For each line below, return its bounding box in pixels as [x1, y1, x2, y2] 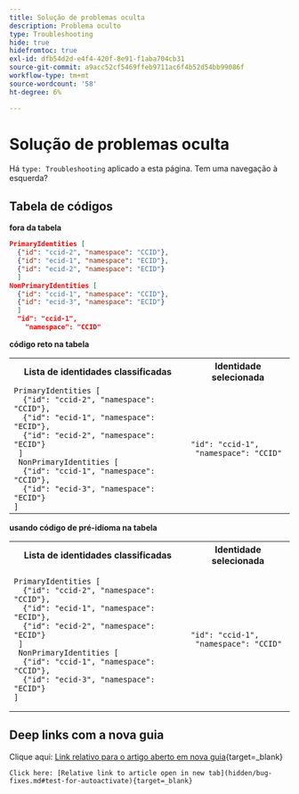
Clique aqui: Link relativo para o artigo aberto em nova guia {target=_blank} [9, 751, 283, 762]
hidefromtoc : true [9, 46, 77, 55]
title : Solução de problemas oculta [9, 12, 145, 22]
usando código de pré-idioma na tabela [9, 522, 158, 533]
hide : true [9, 37, 50, 47]
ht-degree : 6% [9, 87, 62, 96]
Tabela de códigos [9, 198, 114, 214]
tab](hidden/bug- [207, 768, 273, 777]
